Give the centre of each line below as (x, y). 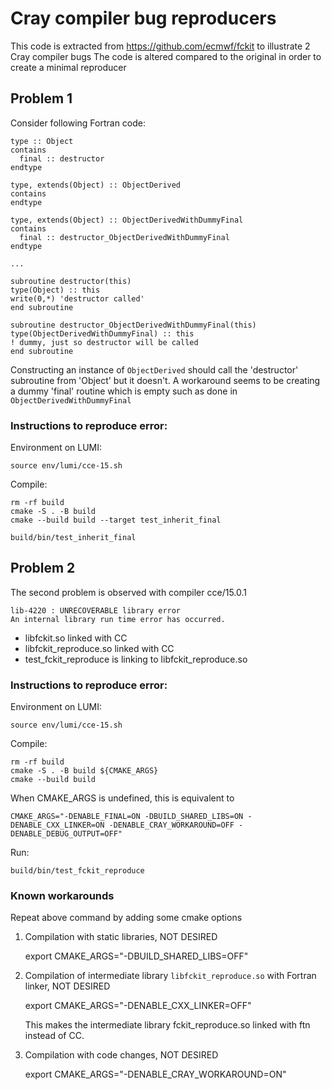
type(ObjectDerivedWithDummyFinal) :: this (102, 333)
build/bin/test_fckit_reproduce (77, 871)
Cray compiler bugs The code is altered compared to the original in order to (166, 56)
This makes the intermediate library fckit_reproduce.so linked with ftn (167, 1025)
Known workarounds (62, 896)
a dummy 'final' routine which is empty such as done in (124, 391)
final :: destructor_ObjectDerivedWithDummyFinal (124, 237)
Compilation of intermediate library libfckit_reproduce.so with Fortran (170, 976)
